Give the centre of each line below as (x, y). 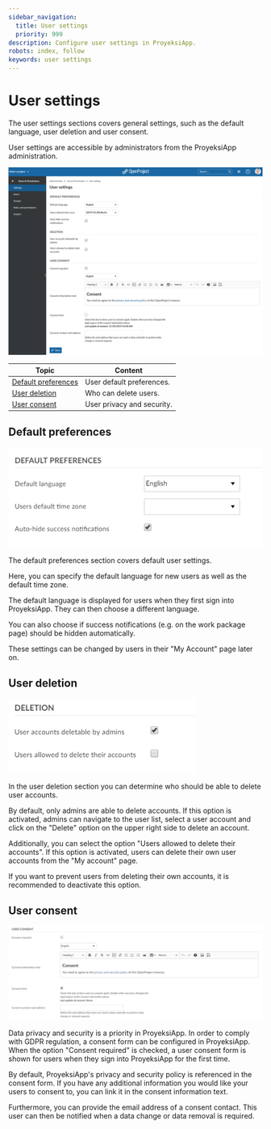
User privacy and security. (129, 404)
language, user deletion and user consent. (79, 131)
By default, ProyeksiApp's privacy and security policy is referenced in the (130, 1074)
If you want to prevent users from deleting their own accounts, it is (119, 877)
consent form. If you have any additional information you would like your (128, 1083)
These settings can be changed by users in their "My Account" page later (131, 649)
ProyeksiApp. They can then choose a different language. (104, 609)
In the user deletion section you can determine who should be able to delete (135, 786)
